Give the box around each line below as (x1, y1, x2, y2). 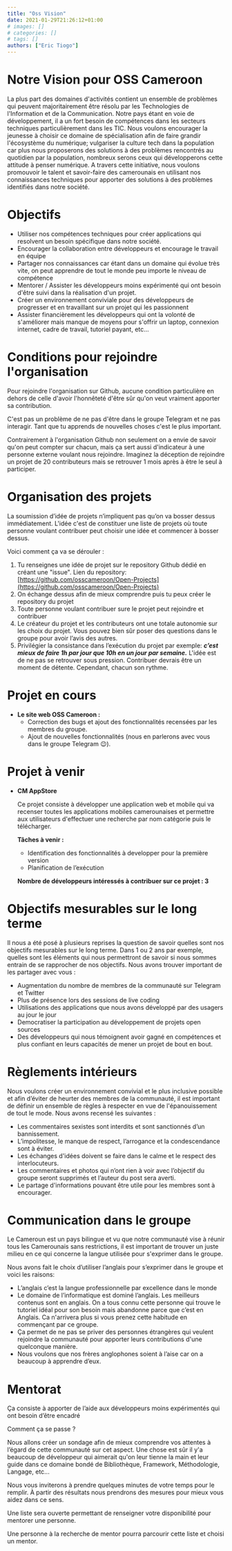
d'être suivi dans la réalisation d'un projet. (17, 288, 137, 297)
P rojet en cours (7, 687, 97, 703)
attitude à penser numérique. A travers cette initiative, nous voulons (7, 160, 200, 169)
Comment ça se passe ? (7, 1425, 76, 1433)
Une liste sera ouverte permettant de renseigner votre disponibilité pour (7, 1509, 211, 1517)
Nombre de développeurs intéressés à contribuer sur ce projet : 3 (17, 877, 209, 885)
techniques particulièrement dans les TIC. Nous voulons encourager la (7, 124, 209, 132)
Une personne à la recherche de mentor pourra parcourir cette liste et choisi (7, 1530, 224, 1538)
